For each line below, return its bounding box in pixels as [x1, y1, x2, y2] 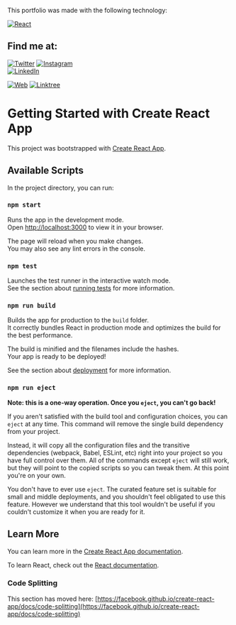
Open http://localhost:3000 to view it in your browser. [7, 223, 164, 232]
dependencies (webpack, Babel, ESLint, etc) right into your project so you [7, 448, 223, 457]
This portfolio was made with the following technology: [7, 6, 168, 14]
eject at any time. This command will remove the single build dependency [7, 419, 224, 428]
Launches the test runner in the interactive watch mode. [7, 276, 172, 285]
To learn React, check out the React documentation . [7, 560, 159, 569]
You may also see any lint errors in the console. [7, 244, 145, 253]
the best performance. [7, 331, 73, 339]
